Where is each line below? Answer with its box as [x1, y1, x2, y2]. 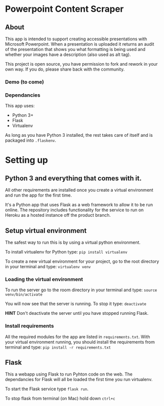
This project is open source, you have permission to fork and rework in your [5, 61, 158, 67]
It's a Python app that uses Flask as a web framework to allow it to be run [5, 202, 153, 208]
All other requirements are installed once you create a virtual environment [5, 187, 153, 193]
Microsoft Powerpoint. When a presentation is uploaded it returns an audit [5, 41, 154, 47]
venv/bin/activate [5, 292, 43, 297]
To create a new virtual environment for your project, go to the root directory [5, 258, 159, 264]
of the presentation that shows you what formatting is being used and [5, 47, 146, 52]
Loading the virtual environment [5, 276, 83, 282]
